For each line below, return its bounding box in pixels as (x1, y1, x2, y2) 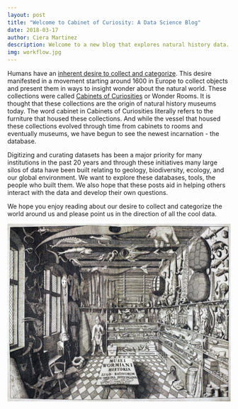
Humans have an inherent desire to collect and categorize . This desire (7, 69, 212, 77)
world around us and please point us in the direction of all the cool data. (7, 210, 217, 218)
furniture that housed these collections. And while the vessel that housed (7, 114, 221, 123)
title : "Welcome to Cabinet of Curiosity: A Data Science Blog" (7, 18, 201, 26)
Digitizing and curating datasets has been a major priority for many (7, 151, 203, 159)
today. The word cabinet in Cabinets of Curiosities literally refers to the (7, 107, 214, 115)
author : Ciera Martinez (7, 34, 78, 41)
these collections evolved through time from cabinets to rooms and (7, 122, 203, 130)
